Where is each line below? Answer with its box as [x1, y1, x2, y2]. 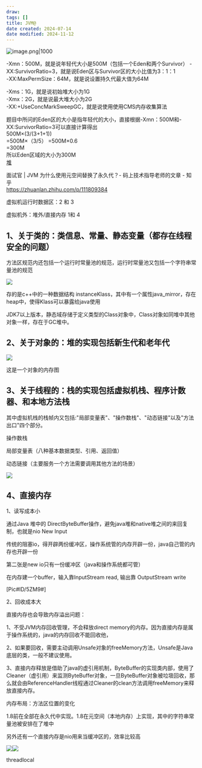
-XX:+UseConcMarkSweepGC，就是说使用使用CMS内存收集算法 [6, 103, 168, 110]
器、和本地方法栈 [6, 397, 70, 407]
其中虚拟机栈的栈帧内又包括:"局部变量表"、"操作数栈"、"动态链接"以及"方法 [6, 414, 194, 421]
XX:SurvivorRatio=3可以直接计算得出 [6, 123, 98, 131]
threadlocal [6, 757, 34, 764]
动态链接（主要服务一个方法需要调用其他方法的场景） [6, 460, 139, 467]
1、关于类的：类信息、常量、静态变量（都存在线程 [6, 230, 192, 241]
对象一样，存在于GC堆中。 [6, 318, 72, 325]
